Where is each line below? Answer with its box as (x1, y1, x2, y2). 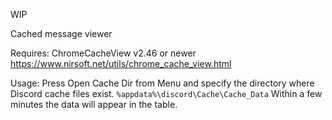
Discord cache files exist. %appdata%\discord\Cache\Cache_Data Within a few (10, 88, 323, 99)
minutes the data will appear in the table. (10, 99, 178, 110)
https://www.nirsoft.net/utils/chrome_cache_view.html (10, 58, 232, 69)
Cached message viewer (10, 28, 113, 39)
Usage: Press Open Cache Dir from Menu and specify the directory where (10, 77, 315, 89)
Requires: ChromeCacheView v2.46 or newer (10, 47, 197, 59)
